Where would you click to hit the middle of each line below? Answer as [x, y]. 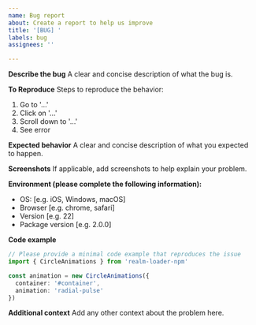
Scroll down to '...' [48, 121]
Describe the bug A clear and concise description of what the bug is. [121, 74]
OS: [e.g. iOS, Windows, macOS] [72, 200]
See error [35, 130]
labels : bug [28, 37]
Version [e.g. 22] [47, 216]
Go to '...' [34, 105]
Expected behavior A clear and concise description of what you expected [128, 145]
